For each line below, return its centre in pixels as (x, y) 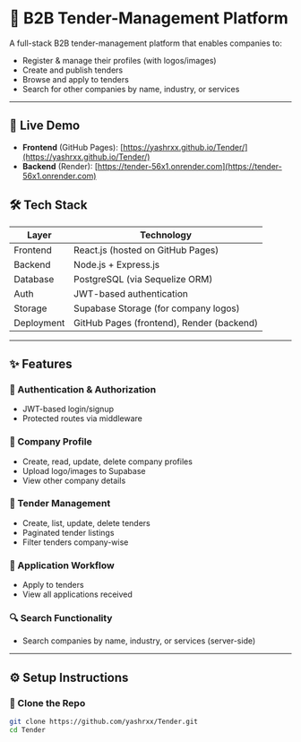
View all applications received (77, 594)
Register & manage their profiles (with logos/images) (119, 60)
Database (34, 279)
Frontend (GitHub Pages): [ (73, 147)
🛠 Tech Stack (48, 205)
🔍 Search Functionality (61, 618)
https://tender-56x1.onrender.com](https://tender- (189, 166)
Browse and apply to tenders (76, 79)
